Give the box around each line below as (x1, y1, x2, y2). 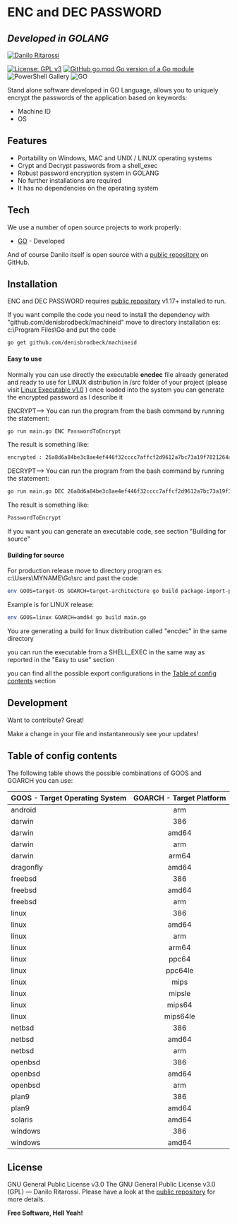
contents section (7, 676, 56, 685)
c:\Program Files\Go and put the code (7, 325, 116, 334)
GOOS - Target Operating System (11, 793, 127, 803)
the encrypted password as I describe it (7, 392, 123, 401)
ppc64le (165, 965, 194, 975)
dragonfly (11, 862, 44, 872)
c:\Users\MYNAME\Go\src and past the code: (7, 574, 139, 582)
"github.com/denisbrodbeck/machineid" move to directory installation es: (7, 318, 221, 327)
